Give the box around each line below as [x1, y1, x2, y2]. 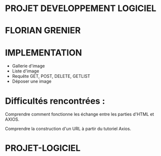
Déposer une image [12, 78, 52, 85]
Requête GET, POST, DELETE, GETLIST [12, 73, 91, 79]
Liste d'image [12, 68, 40, 74]
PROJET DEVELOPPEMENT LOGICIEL [5, 3, 157, 14]
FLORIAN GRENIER [5, 25, 81, 36]
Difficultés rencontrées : [5, 95, 105, 106]
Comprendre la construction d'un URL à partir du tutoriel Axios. [5, 126, 131, 132]
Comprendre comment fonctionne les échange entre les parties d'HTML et [5, 112, 154, 117]
